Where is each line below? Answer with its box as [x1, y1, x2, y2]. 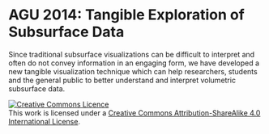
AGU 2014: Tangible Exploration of [8, 6, 245, 24]
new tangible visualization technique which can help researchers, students [8, 66, 258, 76]
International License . [8, 116, 81, 126]
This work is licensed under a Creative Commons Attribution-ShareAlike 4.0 [8, 107, 261, 118]
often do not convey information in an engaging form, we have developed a [8, 58, 260, 68]
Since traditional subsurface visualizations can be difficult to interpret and [8, 49, 255, 59]
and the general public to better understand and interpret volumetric [8, 75, 237, 85]
